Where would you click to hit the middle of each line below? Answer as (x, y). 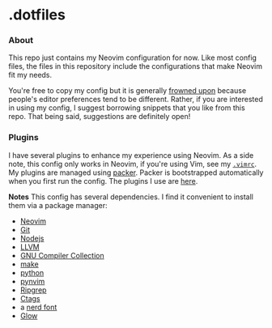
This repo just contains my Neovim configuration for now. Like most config (133, 58)
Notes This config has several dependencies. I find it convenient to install (131, 197)
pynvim (32, 281)
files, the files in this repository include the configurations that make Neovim (136, 66)
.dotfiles (37, 15)
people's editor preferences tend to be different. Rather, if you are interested (136, 100)
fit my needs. (30, 75)
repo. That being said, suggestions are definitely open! (100, 117)
